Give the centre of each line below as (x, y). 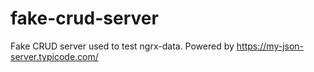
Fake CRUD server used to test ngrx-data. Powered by (122, 46)
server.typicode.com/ (54, 56)
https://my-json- (270, 46)
